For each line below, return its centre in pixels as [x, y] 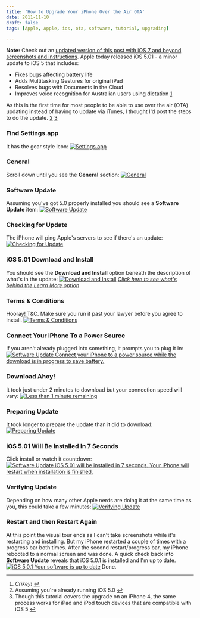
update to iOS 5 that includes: [43, 63]
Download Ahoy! [31, 377]
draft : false [22, 23]
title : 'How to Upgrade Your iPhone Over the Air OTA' [76, 12]
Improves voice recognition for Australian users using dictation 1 [93, 94]
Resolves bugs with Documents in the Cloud [69, 88]
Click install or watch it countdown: [49, 459]
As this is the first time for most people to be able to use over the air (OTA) [97, 105]
